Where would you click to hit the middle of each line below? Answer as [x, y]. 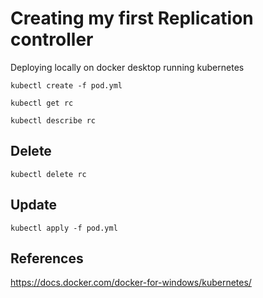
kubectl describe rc [53, 120]
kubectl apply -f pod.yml [64, 228]
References [47, 258]
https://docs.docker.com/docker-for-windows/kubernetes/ [131, 283]
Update [34, 205]
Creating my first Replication [132, 18]
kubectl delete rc [48, 174]
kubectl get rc [42, 103]
